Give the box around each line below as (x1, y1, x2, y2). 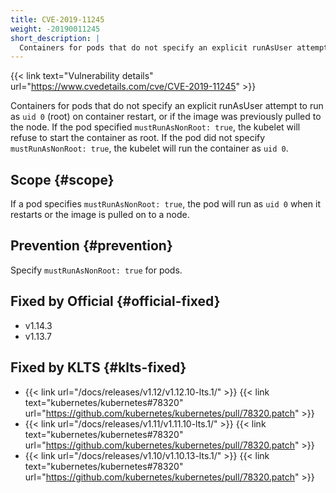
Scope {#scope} (10, 171, 115, 188)
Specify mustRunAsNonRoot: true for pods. (10, 264, 183, 276)
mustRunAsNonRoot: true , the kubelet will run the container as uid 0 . (10, 142, 289, 155)
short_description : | (10, 33, 101, 43)
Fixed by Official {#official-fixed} (10, 293, 221, 310)
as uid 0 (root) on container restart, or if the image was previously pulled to (10, 111, 322, 123)
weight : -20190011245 (10, 24, 101, 34)
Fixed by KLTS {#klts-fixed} (10, 359, 187, 376)
